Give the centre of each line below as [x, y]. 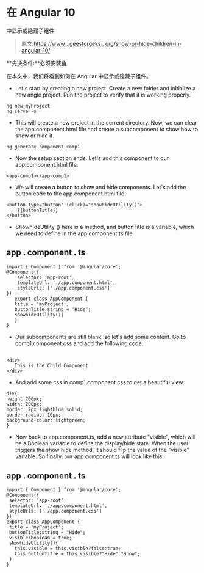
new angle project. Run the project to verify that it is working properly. [103, 95]
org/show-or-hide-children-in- [143, 43]
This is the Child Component [51, 366]
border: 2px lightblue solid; [45, 410]
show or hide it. [34, 136]
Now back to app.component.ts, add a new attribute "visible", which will [105, 437]
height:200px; [24, 399]
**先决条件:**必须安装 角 [37, 63]
